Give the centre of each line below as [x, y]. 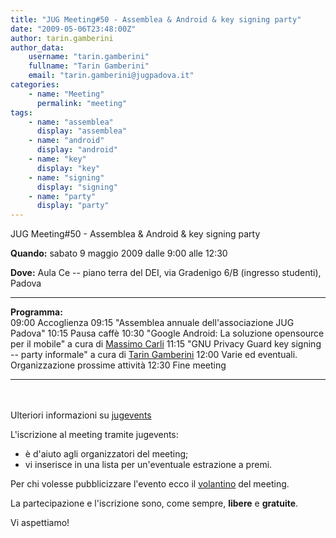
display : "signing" [77, 187]
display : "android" [77, 150]
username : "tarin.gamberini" [89, 57]
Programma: [36, 312]
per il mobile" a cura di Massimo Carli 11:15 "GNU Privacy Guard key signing [166, 344]
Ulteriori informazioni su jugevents [81, 415]
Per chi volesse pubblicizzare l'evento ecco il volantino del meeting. [150, 484]
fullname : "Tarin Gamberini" [89, 66]
